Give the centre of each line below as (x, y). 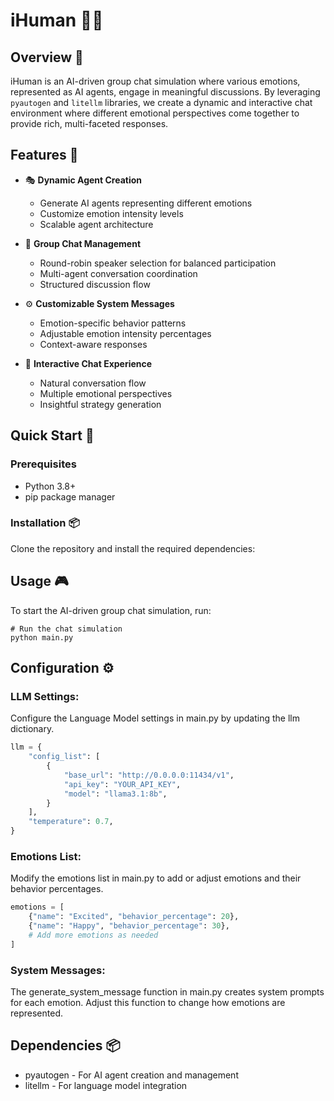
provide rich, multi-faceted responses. (89, 123)
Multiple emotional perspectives (106, 393)
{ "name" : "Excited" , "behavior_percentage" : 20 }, (134, 917)
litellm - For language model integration (106, 1085)
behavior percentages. (57, 889)
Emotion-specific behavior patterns (113, 323)
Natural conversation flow (93, 383)
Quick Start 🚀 (52, 435)
